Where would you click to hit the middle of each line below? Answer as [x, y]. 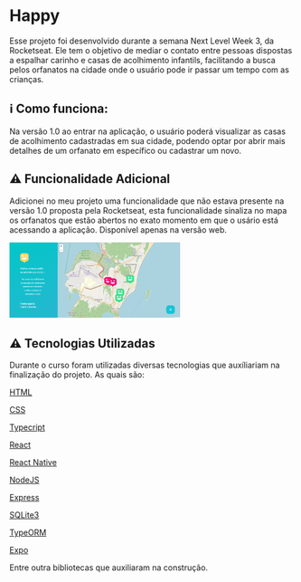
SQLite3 [24, 515]
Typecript [27, 427]
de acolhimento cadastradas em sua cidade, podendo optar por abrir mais [148, 140]
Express [24, 498]
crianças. [27, 79]
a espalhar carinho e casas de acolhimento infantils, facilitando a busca [142, 60]
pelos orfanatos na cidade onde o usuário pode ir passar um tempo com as [149, 70]
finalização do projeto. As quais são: [77, 375]
